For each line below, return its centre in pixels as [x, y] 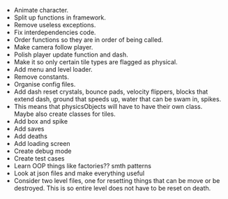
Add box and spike [41, 121]
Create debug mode [43, 151]
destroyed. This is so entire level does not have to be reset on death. [112, 188]
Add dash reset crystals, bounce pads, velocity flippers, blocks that [111, 91]
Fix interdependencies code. [55, 32]
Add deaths [30, 136]
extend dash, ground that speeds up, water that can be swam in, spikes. [117, 99]
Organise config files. [45, 84]
